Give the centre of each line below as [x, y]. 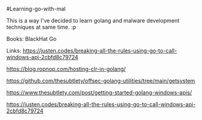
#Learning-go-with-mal [36, 9]
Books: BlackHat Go [32, 39]
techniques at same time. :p [41, 27]
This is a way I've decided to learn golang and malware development [93, 20]
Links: [14, 51]
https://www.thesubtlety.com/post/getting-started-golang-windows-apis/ [99, 93]
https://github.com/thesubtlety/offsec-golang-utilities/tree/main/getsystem [101, 81]
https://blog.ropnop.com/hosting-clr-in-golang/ [66, 69]
